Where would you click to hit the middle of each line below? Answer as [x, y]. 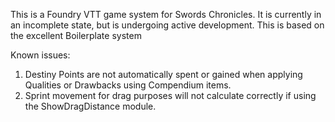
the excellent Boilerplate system [76, 35]
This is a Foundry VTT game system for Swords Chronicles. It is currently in [166, 14]
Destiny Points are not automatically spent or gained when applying [163, 74]
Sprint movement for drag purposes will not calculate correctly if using [170, 95]
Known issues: [40, 55]
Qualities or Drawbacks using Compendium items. [128, 85]
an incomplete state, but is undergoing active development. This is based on [167, 25]
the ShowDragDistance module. [90, 106]
